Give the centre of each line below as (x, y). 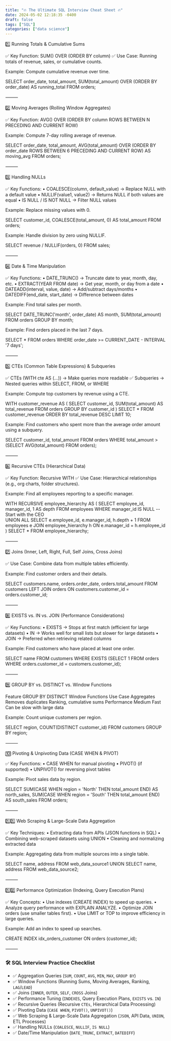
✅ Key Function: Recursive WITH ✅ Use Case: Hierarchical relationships (81, 478)
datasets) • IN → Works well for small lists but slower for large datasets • (82, 633)
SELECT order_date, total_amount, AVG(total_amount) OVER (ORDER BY (81, 145)
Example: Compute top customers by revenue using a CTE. (67, 394)
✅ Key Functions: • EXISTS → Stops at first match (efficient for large (77, 627)
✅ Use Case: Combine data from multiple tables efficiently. (67, 564)
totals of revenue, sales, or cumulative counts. (54, 62)
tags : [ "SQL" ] (20, 24)
